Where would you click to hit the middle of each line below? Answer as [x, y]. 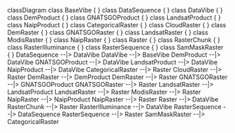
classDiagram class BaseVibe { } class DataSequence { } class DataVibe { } [115, 10]
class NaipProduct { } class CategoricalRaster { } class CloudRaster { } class [117, 25]
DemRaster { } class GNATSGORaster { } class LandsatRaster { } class [108, 32]
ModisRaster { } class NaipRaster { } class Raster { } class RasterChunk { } [114, 40]
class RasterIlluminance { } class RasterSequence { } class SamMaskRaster [115, 47]
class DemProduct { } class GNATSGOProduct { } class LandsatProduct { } [114, 17]
